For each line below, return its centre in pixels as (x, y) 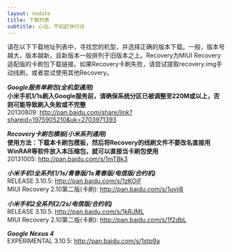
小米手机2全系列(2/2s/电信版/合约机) (60, 204)
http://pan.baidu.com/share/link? (86, 113)
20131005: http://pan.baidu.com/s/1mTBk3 (67, 159)
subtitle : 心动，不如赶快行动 (46, 26)
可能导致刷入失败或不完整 (49, 105)
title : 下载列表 (28, 20)
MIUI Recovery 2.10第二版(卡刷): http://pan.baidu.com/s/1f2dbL (97, 220)
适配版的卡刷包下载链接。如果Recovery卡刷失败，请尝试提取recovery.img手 (115, 64)
